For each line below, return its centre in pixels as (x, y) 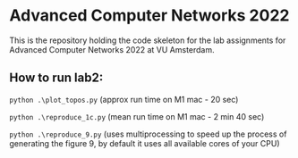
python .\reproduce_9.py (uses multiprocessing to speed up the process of (148, 134)
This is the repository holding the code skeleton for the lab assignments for (148, 40)
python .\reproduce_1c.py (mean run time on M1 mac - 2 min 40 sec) (137, 116)
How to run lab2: (56, 78)
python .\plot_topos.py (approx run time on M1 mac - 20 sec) (124, 99)
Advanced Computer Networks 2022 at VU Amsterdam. (112, 49)
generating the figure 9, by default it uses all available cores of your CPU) (145, 143)
